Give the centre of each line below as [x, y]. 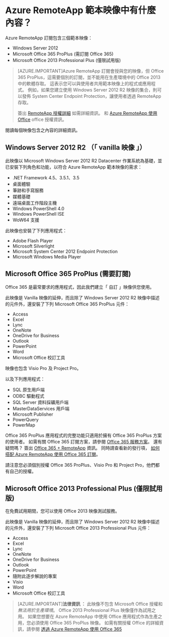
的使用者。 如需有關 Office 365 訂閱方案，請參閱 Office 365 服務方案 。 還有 [84, 441]
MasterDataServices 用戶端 [41, 408]
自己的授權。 [23, 471]
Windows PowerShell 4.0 [38, 208]
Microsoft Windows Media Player [47, 257]
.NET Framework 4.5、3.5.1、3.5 [46, 177]
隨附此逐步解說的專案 [34, 576]
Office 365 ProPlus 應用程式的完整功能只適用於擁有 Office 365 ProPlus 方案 [83, 435]
